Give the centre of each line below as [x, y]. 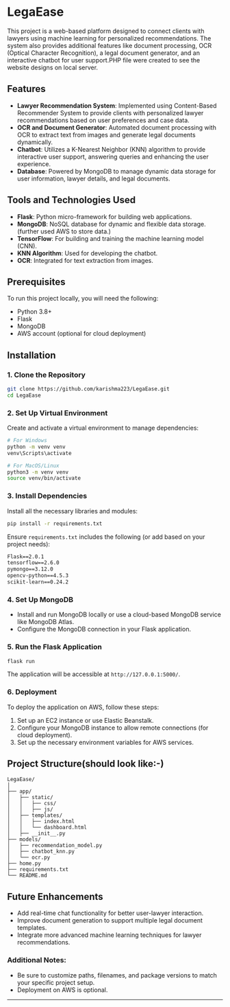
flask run [21, 661]
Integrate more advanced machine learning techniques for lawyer [109, 935]
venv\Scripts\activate [39, 453]
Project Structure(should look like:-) [86, 764]
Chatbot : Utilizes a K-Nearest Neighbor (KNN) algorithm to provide [111, 149]
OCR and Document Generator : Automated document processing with [117, 127]
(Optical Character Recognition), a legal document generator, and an [104, 53]
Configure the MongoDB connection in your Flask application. [104, 629]
